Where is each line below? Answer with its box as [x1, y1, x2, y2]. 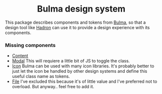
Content [12, 53, 29, 59]
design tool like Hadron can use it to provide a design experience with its [5, 24, 150, 30]
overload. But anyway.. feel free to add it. [12, 84, 94, 90]
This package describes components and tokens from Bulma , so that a [5, 19, 146, 25]
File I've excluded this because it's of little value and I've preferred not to [12, 78, 157, 84]
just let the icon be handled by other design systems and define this [12, 68, 147, 74]
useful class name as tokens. [12, 74, 70, 79]
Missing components [5, 42, 56, 48]
